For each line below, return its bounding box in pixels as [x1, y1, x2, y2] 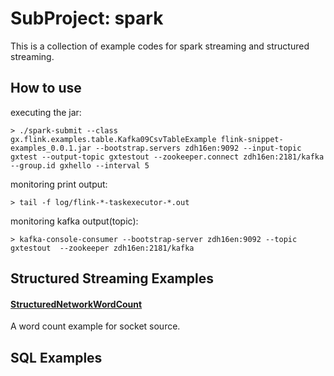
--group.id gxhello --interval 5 [10, 160, 150, 171]
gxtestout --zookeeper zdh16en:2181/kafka [10, 243, 195, 253]
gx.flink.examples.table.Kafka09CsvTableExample [10, 134, 217, 144]
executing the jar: [10, 106, 82, 118]
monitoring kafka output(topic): [10, 215, 139, 227]
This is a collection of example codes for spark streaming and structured [10, 40, 310, 52]
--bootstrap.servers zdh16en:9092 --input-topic [95, 143, 302, 153]
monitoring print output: [10, 178, 108, 190]
